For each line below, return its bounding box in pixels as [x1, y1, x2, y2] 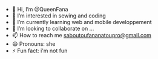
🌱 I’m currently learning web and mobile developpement [12, 19, 153, 25]
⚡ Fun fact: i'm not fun [12, 47, 68, 54]
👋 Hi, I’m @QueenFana [12, 6, 68, 13]
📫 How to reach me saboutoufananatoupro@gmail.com [12, 32, 151, 39]
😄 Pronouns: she [12, 40, 56, 48]
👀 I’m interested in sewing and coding [12, 12, 106, 19]
